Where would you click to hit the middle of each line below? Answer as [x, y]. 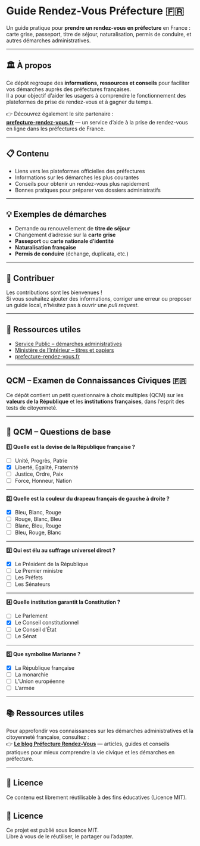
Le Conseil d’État [35, 629]
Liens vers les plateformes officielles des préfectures [80, 171]
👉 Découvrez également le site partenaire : [60, 114]
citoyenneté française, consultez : [48, 737]
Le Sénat [26, 636]
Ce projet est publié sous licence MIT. [53, 830]
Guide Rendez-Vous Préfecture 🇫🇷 [95, 11]
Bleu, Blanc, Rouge [38, 512]
